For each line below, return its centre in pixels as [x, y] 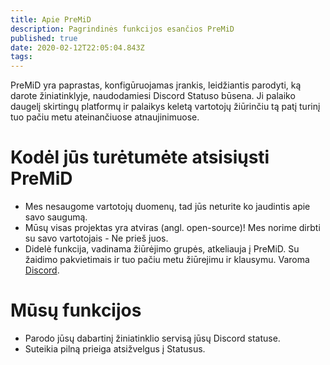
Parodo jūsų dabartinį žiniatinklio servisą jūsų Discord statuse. [152, 338]
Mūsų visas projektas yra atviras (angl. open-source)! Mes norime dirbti [172, 228]
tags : [21, 57]
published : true [44, 38]
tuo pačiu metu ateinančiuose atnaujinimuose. [105, 117]
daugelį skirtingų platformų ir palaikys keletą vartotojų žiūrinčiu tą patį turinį [165, 107]
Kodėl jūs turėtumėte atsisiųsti [140, 157]
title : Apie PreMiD [51, 19]
